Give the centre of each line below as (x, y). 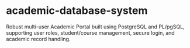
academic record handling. (38, 39)
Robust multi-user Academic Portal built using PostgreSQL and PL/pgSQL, (96, 27)
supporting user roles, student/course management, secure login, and (91, 32)
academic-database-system (77, 11)
